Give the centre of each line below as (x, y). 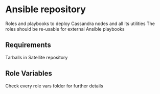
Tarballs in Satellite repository (37, 57)
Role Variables (29, 73)
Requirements (28, 45)
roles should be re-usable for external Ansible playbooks (65, 29)
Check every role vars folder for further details (54, 86)
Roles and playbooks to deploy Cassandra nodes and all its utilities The (80, 24)
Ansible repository (45, 9)
